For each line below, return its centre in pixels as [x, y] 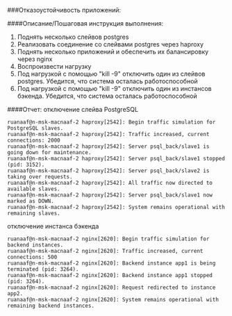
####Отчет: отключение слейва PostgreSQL [73, 109]
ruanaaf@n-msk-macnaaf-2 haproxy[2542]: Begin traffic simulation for [111, 122]
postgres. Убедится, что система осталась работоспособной [107, 81]
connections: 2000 [34, 140]
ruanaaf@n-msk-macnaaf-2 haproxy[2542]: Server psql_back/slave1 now [110, 195]
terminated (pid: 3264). [43, 269]
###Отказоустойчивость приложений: [64, 10]
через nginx [35, 59]
